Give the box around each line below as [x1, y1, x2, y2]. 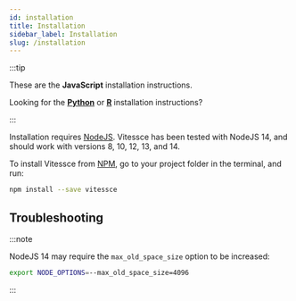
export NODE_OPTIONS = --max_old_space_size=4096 [9, 268, 190, 277]
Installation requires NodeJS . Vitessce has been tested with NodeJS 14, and [9, 131, 288, 143]
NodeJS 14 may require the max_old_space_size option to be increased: [9, 251, 270, 262]
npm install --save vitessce [9, 185, 118, 195]
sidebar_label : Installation [9, 29, 118, 38]
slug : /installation [9, 38, 86, 47]
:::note [9, 233, 33, 244]
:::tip [9, 63, 26, 73]
